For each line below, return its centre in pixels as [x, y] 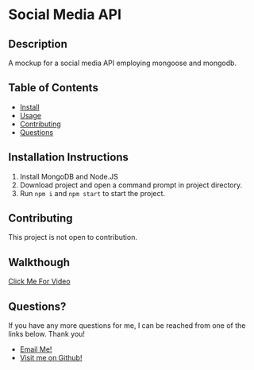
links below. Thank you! [47, 334]
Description [38, 44]
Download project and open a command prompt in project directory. [131, 185]
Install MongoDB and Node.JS [69, 176]
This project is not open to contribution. [73, 237]
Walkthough [39, 262]
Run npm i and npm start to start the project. [92, 193]
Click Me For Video [39, 281]
